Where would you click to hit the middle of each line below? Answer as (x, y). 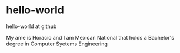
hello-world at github (31, 26)
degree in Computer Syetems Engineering (57, 44)
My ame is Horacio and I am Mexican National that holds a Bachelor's (90, 37)
